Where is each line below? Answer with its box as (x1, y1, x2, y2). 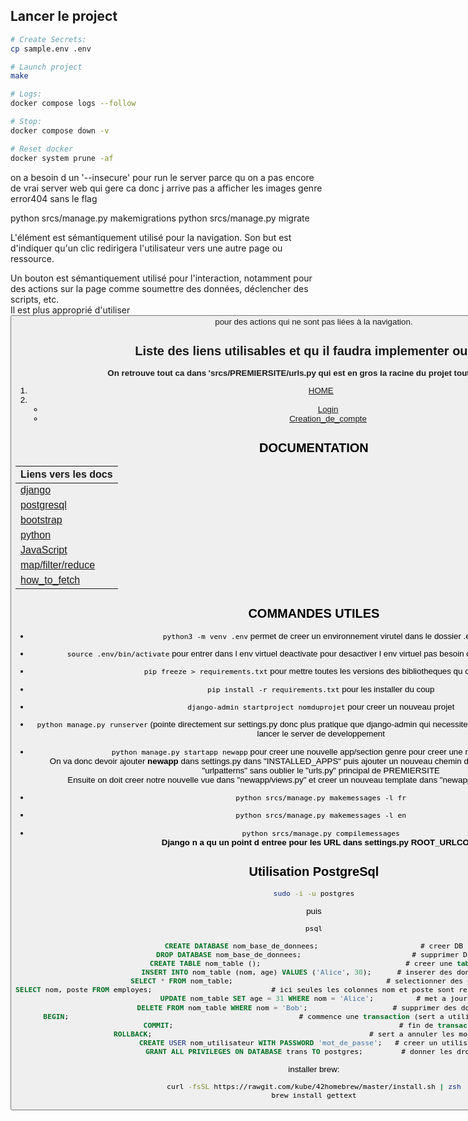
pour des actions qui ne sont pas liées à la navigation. (214, 316, 413, 327)
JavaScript (20, 544, 68, 556)
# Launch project (10, 62, 83, 72)
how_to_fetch (20, 574, 81, 586)
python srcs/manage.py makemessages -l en (235, 810, 407, 821)
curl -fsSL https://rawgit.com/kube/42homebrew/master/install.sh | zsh (166, 1082, 462, 1092)
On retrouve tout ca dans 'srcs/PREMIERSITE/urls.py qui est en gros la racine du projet (107, 368, 452, 379)
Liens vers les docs (20, 469, 113, 481)
